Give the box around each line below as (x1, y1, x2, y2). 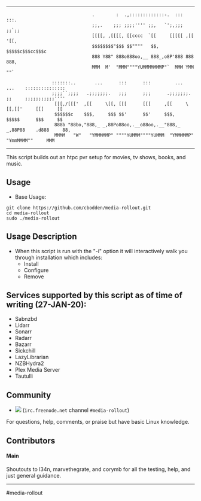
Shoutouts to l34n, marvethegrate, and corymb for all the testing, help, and (6, 465, 191, 473)
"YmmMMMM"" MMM (6, 138, 55, 144)
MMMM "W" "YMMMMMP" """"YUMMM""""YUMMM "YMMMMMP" (54, 132, 194, 138)
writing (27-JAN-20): (6, 300, 87, 310)
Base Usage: (14, 193, 47, 201)
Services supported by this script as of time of (6, 290, 182, 300)
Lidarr (14, 321, 30, 329)
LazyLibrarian (14, 354, 49, 361)
